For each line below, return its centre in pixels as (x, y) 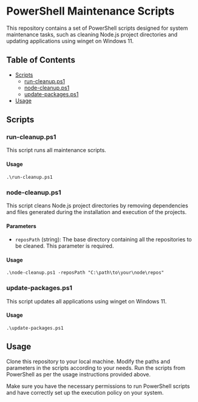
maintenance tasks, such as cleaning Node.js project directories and (92, 34)
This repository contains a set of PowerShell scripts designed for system (97, 28)
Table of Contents (41, 60)
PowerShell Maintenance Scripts (90, 11)
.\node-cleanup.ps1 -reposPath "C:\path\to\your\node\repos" (85, 273)
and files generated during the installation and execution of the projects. (97, 212)
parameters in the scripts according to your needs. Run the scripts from (96, 368)
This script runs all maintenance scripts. (56, 150)
